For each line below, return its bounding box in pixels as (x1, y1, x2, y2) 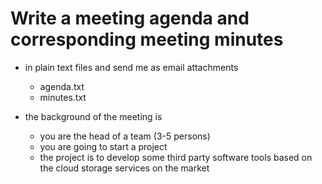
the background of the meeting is (24, 110, 163, 122)
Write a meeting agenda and (10, 7, 250, 30)
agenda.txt (39, 80, 85, 92)
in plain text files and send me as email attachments (24, 61, 239, 73)
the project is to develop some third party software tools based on (39, 151, 313, 163)
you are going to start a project (39, 140, 168, 152)
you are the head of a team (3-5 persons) (39, 130, 211, 142)
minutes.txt (39, 91, 87, 103)
